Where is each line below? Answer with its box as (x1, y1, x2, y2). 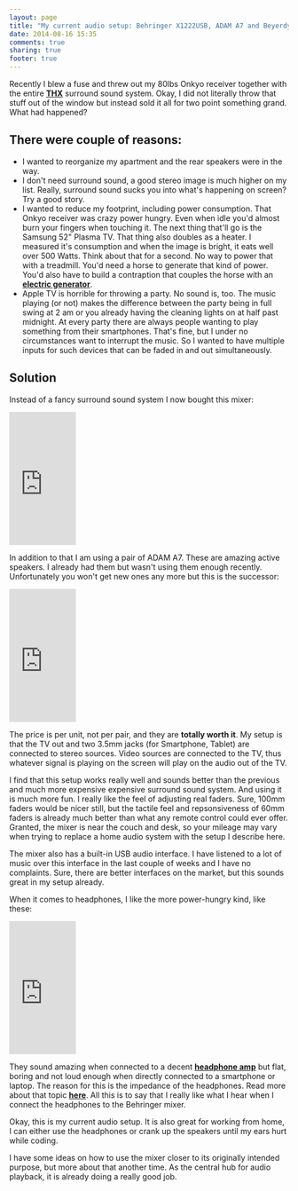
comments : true (9, 37, 66, 47)
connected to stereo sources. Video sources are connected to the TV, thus (9, 747, 282, 759)
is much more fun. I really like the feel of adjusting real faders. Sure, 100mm (9, 793, 286, 804)
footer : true (9, 54, 58, 63)
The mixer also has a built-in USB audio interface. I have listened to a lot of (9, 848, 282, 859)
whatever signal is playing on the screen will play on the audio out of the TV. (9, 757, 287, 768)
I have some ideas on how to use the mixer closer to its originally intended (9, 1152, 280, 1163)
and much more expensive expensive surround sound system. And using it (9, 784, 282, 794)
